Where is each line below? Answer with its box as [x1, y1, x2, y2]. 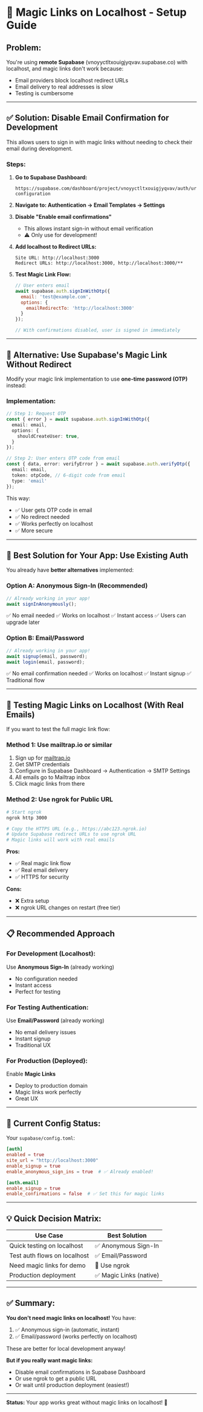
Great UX [14, 1095, 38, 1102]
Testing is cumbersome [14, 90, 74, 96]
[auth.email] [6, 1179, 39, 1186]
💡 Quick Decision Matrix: [6, 1213, 101, 1223]
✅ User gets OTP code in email [14, 506, 92, 514]
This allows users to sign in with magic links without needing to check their [6, 138, 193, 146]
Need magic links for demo [9, 1261, 86, 1270]
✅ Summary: [6, 1298, 56, 1308]
